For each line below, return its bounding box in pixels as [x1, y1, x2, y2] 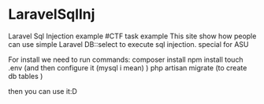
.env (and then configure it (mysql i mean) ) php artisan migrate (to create [8, 63, 247, 72]
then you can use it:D [8, 86, 77, 95]
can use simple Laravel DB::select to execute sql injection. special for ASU [8, 39, 249, 48]
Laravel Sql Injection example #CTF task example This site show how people [8, 31, 257, 41]
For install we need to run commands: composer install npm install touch [8, 55, 244, 64]
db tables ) [8, 71, 43, 81]
